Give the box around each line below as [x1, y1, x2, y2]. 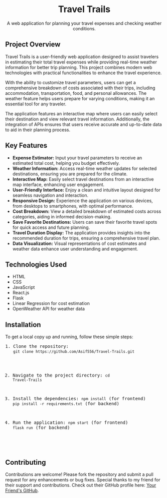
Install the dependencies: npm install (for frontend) [12, 396, 146, 402]
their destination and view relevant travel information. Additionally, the [5, 116, 149, 122]
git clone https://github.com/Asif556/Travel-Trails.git [13, 349, 134, 354]
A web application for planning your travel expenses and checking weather [7, 20, 162, 26]
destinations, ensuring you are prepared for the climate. [12, 170, 128, 177]
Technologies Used [5, 260, 67, 269]
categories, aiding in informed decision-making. [12, 213, 112, 220]
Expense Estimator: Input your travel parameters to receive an [12, 155, 142, 161]
